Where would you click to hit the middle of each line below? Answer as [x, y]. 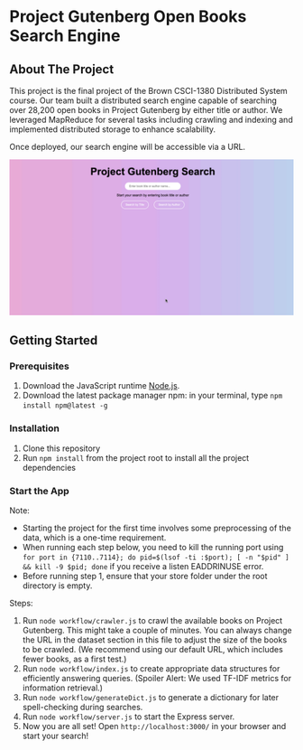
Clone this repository [61, 448]
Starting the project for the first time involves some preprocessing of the [156, 528]
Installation [35, 428]
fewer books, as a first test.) [74, 659]
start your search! [55, 736]
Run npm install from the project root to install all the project [136, 457]
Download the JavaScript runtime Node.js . [101, 386]
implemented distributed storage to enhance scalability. [113, 129]
